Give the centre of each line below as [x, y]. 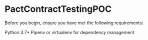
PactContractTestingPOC [58, 9]
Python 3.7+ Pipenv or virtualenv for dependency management [69, 32]
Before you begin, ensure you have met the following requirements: [74, 23]
